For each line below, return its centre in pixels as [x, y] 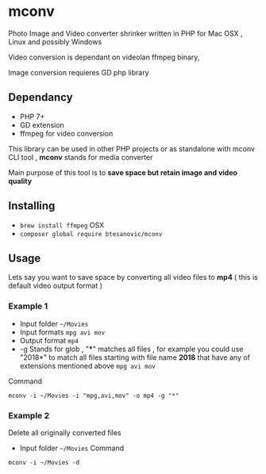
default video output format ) [56, 286]
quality [20, 181]
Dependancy [40, 97]
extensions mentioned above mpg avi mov [88, 365]
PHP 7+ [32, 117]
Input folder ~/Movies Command [72, 448]
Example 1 [28, 306]
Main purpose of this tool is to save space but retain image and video [123, 172]
